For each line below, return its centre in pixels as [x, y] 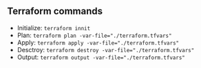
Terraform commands [55, 11]
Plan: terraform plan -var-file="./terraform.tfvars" [94, 35]
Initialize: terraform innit [54, 27]
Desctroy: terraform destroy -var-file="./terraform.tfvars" [106, 49]
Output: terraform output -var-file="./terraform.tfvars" [101, 57]
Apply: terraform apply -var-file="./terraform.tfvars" [98, 42]
